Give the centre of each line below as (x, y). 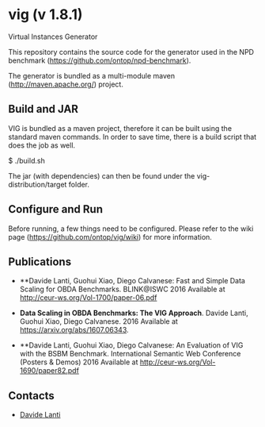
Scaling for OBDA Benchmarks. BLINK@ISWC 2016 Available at (122, 289)
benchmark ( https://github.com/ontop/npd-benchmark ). (100, 60)
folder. (79, 184)
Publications (40, 262)
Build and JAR (44, 109)
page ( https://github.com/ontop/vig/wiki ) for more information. (110, 237)
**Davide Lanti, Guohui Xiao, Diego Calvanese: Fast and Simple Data (132, 281)
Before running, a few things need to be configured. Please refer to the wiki (131, 229)
